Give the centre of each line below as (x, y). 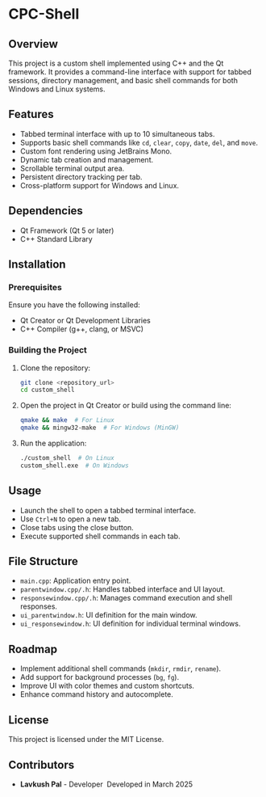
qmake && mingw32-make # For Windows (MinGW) (100, 428)
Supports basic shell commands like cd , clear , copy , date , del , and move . (139, 142)
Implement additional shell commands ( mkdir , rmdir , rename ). (121, 668)
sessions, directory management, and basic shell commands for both (123, 80)
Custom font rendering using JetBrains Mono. (96, 151)
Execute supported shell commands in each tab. (100, 536)
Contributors (42, 765)
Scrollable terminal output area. (72, 168)
